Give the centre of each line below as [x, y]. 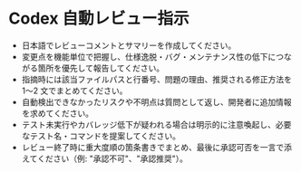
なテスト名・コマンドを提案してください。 [101, 136]
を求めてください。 [58, 113]
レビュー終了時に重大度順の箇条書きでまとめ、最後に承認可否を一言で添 [156, 147]
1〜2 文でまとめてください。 [74, 91]
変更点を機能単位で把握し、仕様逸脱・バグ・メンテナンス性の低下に [149, 56]
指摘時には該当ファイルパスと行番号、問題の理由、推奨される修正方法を [156, 79]
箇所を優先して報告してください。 [101, 68]
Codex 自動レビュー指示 [99, 19]
